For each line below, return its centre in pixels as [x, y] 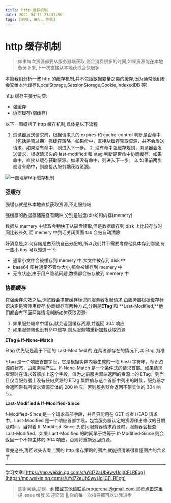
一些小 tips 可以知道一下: [31, 249]
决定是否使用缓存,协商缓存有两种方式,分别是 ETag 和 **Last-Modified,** [84, 306]
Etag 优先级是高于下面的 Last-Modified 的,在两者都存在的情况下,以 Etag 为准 [85, 350]
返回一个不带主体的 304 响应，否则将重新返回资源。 [60, 439]
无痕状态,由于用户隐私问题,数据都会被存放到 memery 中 [70, 273]
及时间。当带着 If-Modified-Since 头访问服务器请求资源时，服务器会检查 [81, 426]
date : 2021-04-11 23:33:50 [34, 15]
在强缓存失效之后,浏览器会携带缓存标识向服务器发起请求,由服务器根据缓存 [82, 300]
